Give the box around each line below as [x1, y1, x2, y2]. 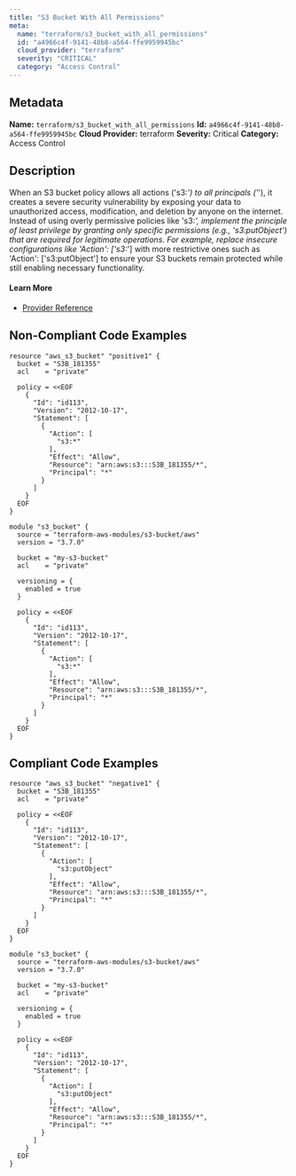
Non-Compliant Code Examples [9, 328, 188, 343]
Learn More [9, 283, 53, 294]
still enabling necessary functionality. [9, 263, 145, 273]
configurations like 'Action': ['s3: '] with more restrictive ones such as [9, 243, 261, 254]
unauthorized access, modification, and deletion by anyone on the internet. [9, 206, 284, 216]
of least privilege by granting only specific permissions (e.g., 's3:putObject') [9, 224, 288, 235]
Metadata [9, 95, 64, 111]
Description [9, 163, 75, 178]
